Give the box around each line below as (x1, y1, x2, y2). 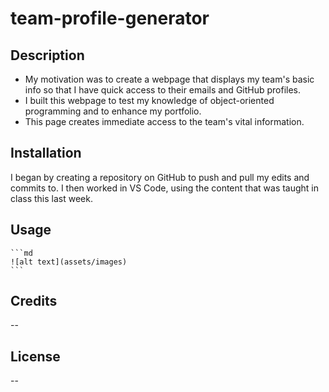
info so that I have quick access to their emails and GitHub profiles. (24, 84, 302, 96)
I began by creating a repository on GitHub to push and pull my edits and (10, 171, 310, 183)
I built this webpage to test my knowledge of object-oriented (24, 95, 275, 106)
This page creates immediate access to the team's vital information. (24, 116, 305, 127)
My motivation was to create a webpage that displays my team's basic (24, 73, 315, 85)
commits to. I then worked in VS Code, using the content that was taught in (10, 182, 320, 194)
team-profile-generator (10, 7, 210, 30)
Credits (10, 293, 58, 310)
